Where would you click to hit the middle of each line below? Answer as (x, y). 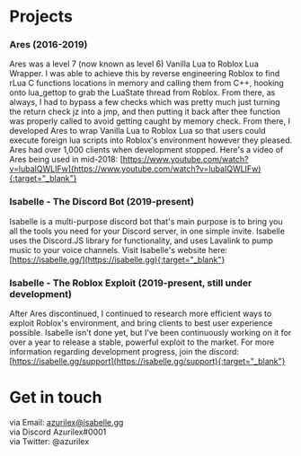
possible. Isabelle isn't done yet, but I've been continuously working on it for (150, 333)
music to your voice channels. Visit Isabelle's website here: (118, 250)
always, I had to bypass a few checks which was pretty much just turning (145, 102)
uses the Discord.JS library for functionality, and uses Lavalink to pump (142, 241)
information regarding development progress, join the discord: (124, 352)
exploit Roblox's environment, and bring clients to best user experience (141, 323)
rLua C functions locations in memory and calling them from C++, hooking (147, 83)
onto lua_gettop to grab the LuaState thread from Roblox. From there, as (142, 92)
